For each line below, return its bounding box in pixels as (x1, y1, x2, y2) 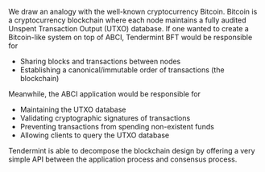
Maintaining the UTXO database (19, 104, 126, 114)
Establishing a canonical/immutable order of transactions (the (19, 65, 225, 75)
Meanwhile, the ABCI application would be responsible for (8, 89, 201, 99)
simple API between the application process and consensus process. (8, 154, 238, 164)
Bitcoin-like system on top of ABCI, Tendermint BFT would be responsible (8, 32, 253, 42)
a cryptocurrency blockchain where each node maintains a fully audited (8, 15, 247, 25)
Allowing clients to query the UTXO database (19, 130, 170, 140)
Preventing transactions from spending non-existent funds (19, 122, 215, 131)
